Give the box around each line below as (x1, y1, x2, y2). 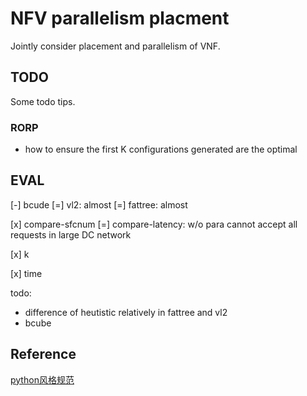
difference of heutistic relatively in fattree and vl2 (24, 306, 228, 318)
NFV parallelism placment (10, 7, 230, 30)
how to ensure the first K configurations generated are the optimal (24, 143, 298, 156)
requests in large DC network (10, 228, 132, 241)
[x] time (10, 267, 43, 279)
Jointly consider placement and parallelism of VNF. (10, 40, 221, 52)
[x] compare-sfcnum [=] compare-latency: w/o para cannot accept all (10, 218, 298, 230)
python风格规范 (10, 373, 75, 386)
